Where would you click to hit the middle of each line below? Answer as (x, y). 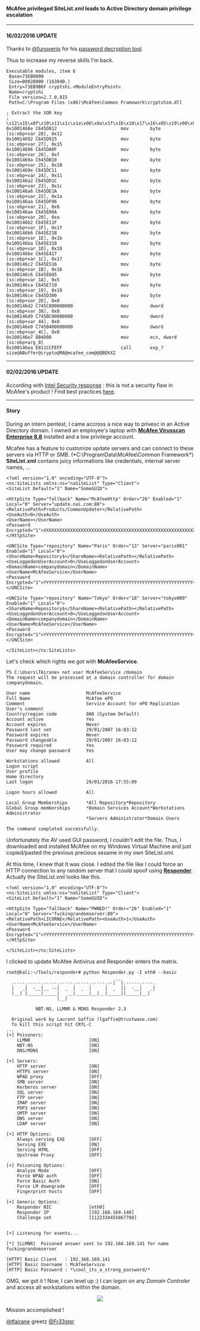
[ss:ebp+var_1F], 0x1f (34, 228)
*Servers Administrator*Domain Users (133, 818)
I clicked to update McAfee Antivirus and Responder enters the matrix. (92, 961)
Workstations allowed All (50, 761)
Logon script (22, 766)
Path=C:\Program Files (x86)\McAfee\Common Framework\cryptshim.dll (96, 103)
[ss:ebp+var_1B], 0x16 (34, 270)
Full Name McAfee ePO (60, 698)
